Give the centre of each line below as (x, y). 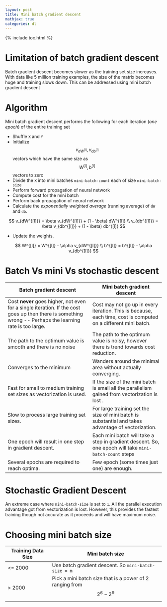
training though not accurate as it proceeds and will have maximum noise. (81, 515)
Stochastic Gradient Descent (66, 490)
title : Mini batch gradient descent (43, 14)
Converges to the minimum (39, 367)
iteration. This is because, (122, 310)
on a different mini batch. (121, 323)
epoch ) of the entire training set (38, 127)
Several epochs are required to (43, 462)
